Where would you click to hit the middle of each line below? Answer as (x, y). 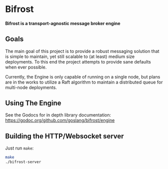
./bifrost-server (23, 162)
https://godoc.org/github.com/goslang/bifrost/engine (60, 120)
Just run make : (19, 148)
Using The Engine (33, 103)
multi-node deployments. (31, 87)
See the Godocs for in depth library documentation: (58, 115)
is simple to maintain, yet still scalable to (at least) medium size (70, 56)
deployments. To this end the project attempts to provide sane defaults (78, 61)
